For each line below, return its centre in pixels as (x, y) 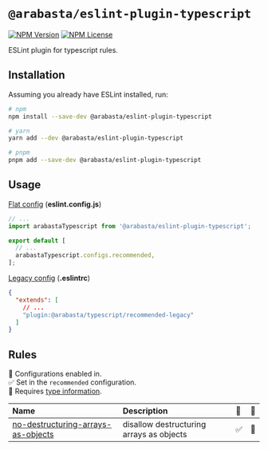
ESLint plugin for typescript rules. (63, 49)
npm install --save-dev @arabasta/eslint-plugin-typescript (110, 116)
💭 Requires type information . (55, 391)
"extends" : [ (37, 300)
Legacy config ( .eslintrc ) (49, 278)
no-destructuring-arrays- (62, 424)
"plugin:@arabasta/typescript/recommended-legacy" (108, 315)
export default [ (37, 241)
